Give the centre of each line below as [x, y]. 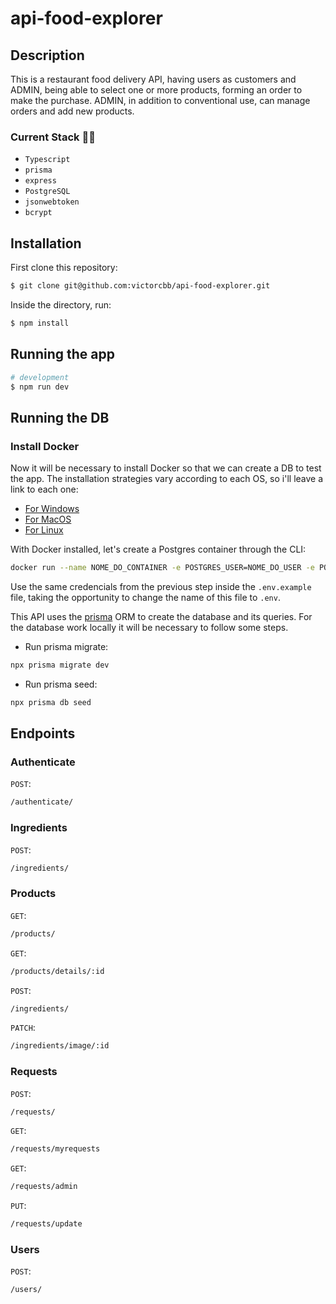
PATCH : [23, 1028]
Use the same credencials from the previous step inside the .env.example [161, 586]
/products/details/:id [57, 971]
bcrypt [38, 213]
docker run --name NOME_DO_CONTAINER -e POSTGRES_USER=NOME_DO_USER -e [162, 568]
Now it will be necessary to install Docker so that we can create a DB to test [166, 468]
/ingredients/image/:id [60, 1046]
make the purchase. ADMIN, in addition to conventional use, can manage [160, 100]
